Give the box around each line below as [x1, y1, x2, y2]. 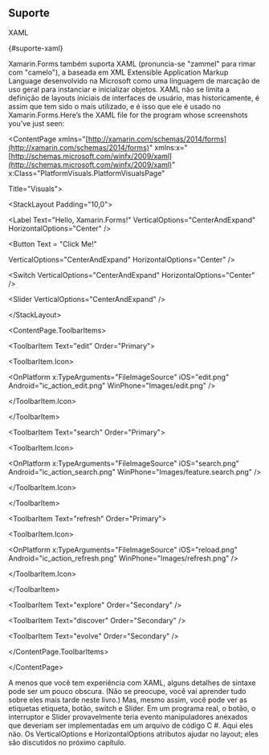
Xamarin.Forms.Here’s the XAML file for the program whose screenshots [8, 110, 248, 120]
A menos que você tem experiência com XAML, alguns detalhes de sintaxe [8, 678, 256, 688]
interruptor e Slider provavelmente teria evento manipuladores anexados [8, 712, 248, 721]
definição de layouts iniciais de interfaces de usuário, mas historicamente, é [8, 92, 260, 103]
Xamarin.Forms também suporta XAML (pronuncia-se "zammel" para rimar [8, 59, 256, 68]
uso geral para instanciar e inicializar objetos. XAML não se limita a [8, 84, 230, 94]
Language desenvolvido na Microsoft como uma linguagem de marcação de [8, 75, 260, 85]
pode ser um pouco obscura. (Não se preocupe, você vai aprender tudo [8, 686, 247, 696]
